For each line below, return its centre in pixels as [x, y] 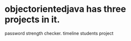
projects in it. [32, 20]
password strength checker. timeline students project [59, 33]
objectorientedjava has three [65, 9]
